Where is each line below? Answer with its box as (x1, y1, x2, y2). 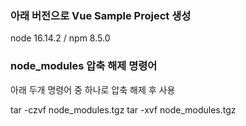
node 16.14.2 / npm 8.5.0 (10, 32, 111, 44)
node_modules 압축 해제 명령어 (10, 59, 158, 73)
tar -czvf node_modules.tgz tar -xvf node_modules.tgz (10, 103, 237, 116)
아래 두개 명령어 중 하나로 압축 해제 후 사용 (10, 83, 176, 96)
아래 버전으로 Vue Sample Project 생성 (10, 8, 192, 22)
